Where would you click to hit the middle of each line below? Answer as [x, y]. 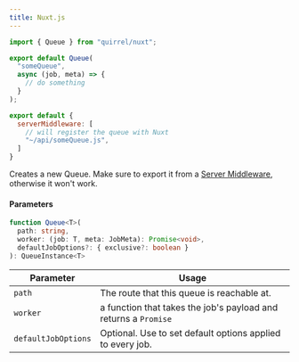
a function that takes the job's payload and [189, 307]
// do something [56, 83]
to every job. [126, 344]
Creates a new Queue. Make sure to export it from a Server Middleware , [141, 174]
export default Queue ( [51, 58]
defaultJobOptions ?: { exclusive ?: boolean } [103, 247]
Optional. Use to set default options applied [190, 333]
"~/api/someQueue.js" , [67, 140]
